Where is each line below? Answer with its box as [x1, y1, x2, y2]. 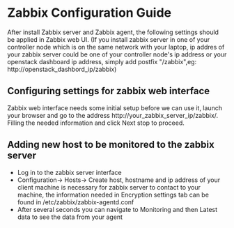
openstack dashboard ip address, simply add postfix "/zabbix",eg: [7, 57, 197, 66]
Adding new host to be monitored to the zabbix [7, 139, 214, 151]
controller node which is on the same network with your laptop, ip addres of [7, 43, 225, 51]
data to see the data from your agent [17, 213, 123, 221]
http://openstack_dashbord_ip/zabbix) [7, 65, 117, 73]
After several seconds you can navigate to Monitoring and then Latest [17, 205, 218, 213]
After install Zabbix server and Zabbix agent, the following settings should [7, 28, 219, 36]
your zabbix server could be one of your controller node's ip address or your [7, 50, 227, 59]
